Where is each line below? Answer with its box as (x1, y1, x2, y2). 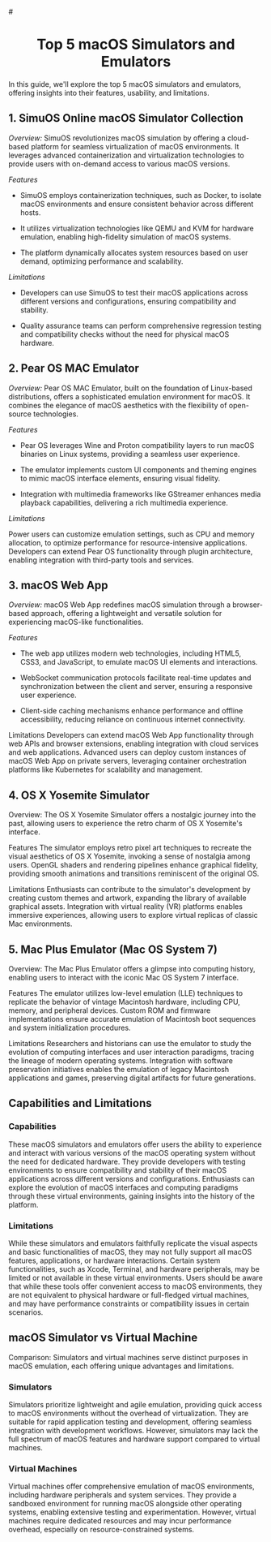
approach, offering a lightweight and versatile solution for (31, 609, 222, 618)
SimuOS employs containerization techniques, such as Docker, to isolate (19, 190, 262, 200)
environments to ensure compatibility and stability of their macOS (8, 1165, 227, 1175)
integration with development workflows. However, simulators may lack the (8, 1426, 259, 1436)
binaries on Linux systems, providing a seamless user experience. (19, 449, 240, 459)
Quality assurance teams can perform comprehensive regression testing (19, 321, 262, 330)
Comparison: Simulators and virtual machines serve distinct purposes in (8, 1352, 248, 1362)
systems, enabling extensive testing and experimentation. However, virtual (8, 1507, 256, 1517)
